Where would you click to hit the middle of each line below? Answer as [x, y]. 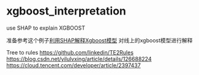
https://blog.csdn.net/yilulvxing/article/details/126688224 [79, 59]
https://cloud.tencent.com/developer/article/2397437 [73, 65]
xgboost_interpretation [66, 11]
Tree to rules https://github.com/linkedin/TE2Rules [70, 52]
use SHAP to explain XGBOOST [46, 28]
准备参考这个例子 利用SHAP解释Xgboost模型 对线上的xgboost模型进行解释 [99, 40]
